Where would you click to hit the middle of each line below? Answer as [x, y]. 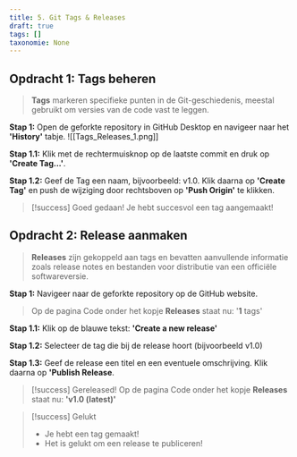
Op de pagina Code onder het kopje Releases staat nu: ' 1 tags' [147, 310]
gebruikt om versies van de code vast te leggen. [120, 110]
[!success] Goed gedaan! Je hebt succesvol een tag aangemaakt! [153, 207]
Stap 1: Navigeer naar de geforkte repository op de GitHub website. [133, 293]
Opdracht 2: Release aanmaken [98, 236]
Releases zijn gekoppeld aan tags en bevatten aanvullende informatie [160, 257]
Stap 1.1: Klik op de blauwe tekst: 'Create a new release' [113, 328]
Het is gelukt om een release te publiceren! [123, 443]
